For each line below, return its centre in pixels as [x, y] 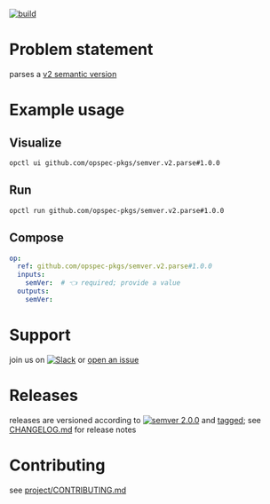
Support [40, 335]
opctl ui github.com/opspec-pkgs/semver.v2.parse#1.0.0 [115, 163]
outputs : [33, 291]
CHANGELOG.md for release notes [73, 429]
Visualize [36, 142]
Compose [36, 238]
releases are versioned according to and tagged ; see [135, 420]
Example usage [67, 110]
